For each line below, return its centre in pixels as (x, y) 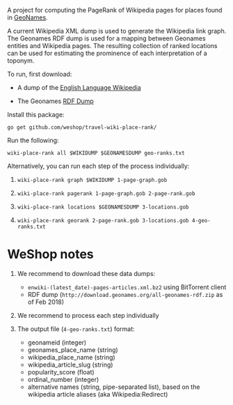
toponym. (21, 61)
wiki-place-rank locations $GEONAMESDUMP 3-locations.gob (103, 207)
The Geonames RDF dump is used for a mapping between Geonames (107, 38)
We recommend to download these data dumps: (86, 273)
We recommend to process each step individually (88, 315)
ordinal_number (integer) (63, 379)
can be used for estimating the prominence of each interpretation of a (107, 53)
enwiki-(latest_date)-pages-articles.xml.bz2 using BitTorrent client (127, 287)
